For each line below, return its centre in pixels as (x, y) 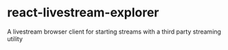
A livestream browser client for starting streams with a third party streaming (114, 32)
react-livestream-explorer (83, 13)
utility (15, 38)
